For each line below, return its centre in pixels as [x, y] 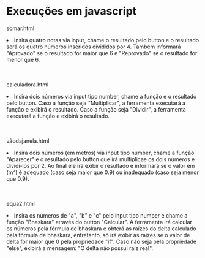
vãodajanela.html [28, 141]
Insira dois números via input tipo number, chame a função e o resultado [106, 96]
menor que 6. [23, 59]
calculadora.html [28, 85]
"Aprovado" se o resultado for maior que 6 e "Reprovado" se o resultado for [102, 53]
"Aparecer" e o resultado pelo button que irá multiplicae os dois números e [101, 159]
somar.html [20, 28]
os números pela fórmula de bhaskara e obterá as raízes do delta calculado [102, 229]
